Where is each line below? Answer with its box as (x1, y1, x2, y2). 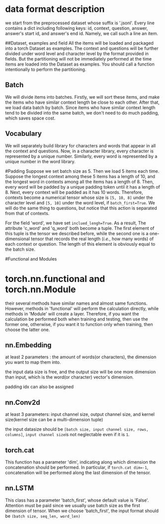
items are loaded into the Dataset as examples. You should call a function (5, 61, 155, 67)
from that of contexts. (5, 210, 50, 216)
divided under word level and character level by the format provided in (5, 51, 149, 57)
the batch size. (5, 246, 36, 252)
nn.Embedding (5, 341, 52, 349)
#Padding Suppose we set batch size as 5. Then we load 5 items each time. (5, 168, 160, 174)
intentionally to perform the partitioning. (5, 66, 87, 72)
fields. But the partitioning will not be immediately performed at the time (5, 56, 152, 62)
